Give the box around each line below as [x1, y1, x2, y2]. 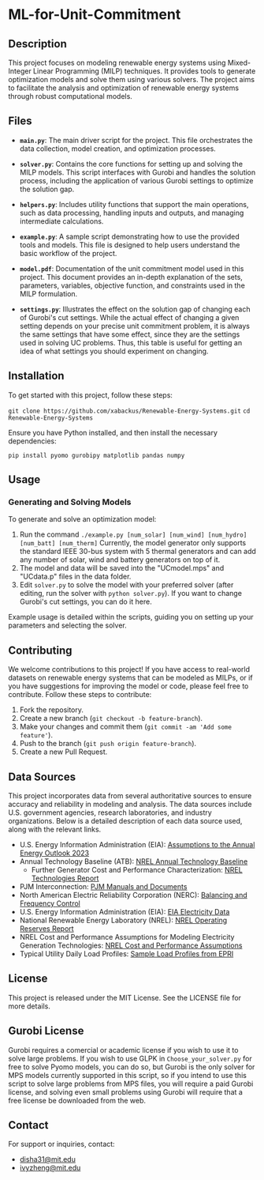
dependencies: [8, 436, 57, 446]
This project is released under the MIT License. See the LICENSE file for [8, 993, 242, 1002]
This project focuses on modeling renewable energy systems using [8, 58, 226, 67]
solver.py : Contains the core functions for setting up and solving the [19, 159, 243, 168]
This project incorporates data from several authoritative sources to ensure [8, 790, 252, 800]
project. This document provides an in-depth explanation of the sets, [19, 272, 243, 281]
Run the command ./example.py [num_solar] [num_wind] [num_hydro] [19, 530, 247, 539]
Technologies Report [31, 873, 99, 883]
